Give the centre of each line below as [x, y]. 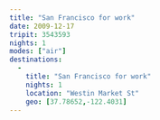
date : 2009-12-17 [42, 26]
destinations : [36, 60]
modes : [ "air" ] [38, 51]
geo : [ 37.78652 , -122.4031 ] [76, 102]
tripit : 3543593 [40, 34]
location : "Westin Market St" [83, 93]
